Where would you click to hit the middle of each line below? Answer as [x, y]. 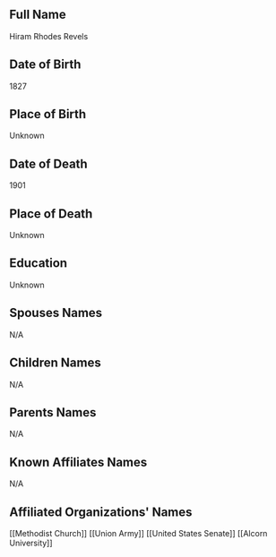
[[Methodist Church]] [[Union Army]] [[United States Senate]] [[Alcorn [138, 533]
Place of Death [51, 214]
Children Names [55, 363]
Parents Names [53, 412]
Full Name [38, 15]
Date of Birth [45, 65]
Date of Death [48, 163]
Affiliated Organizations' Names [101, 512]
